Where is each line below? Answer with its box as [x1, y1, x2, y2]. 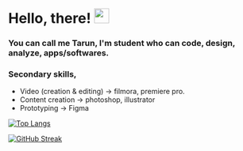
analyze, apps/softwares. [8, 47, 110, 59]
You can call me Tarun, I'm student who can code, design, [8, 38, 236, 49]
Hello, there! [8, 9, 91, 28]
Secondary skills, [8, 69, 77, 80]
